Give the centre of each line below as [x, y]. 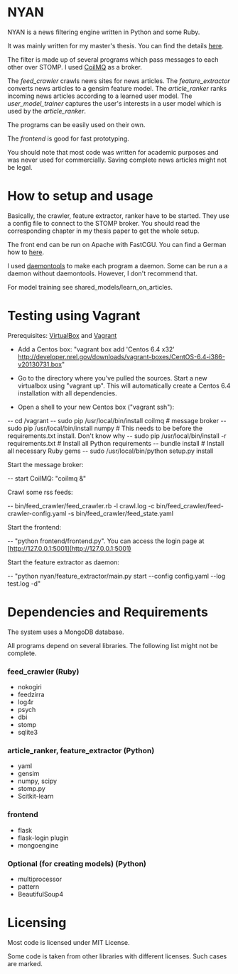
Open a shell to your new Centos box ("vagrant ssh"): [96, 407]
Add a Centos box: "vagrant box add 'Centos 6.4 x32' [96, 349]
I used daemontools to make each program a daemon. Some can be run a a [118, 266]
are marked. [25, 963]
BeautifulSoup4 [40, 894]
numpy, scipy [37, 781]
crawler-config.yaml [37, 513]
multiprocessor [40, 879]
